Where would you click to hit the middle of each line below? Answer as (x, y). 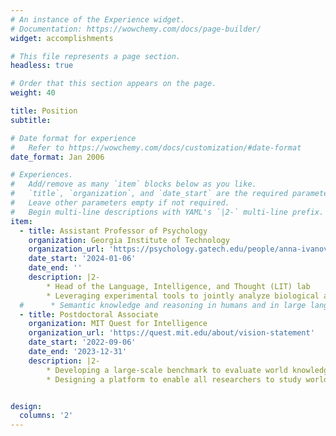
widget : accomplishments (62, 38)
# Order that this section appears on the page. (113, 84)
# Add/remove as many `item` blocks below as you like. (133, 184)
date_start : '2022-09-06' (82, 342)
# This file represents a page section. (96, 56)
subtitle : (31, 120)
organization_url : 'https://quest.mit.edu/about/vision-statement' (171, 333)
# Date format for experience (73, 138)
